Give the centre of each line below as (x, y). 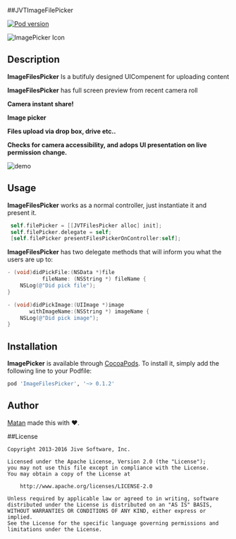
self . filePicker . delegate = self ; (61, 232)
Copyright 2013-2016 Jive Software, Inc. (69, 449)
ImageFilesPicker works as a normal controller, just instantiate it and (107, 205)
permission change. (37, 152)
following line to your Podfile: (50, 371)
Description (33, 60)
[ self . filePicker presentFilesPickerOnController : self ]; (95, 239)
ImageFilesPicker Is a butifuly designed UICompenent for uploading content (118, 76)
